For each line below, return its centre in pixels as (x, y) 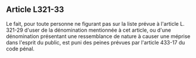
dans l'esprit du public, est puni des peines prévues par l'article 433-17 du (96, 42)
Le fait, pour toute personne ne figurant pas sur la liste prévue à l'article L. (95, 23)
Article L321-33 (35, 10)
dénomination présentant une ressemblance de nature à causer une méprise (98, 36)
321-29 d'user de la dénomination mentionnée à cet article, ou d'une (89, 30)
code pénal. (20, 49)
